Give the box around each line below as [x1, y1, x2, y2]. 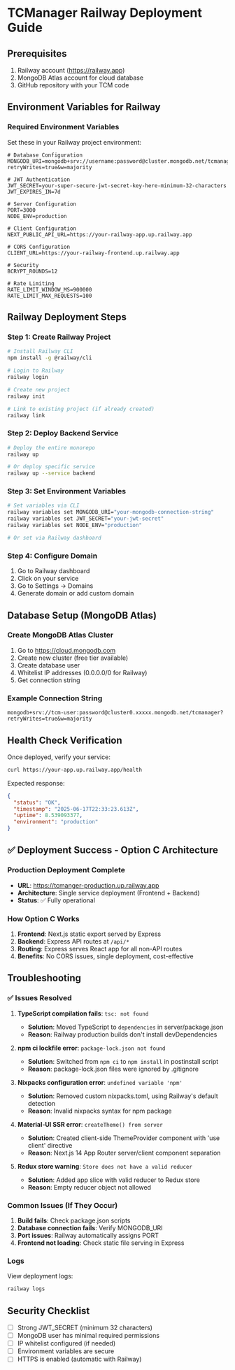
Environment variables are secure [17, 1347, 115, 1355]
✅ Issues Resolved [7, 993, 72, 1003]
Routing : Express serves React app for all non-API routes [17, 945, 183, 953]
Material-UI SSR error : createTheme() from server [17, 1120, 163, 1128]
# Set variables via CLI [7, 502, 80, 510]
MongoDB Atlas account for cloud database [17, 73, 144, 82]
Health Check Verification [7, 734, 122, 746]
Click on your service [17, 575, 79, 583]
